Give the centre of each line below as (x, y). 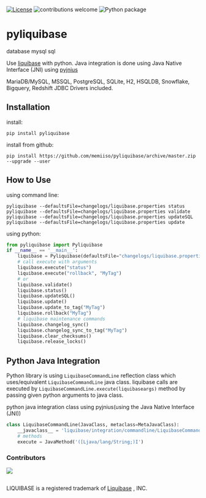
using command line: (33, 195)
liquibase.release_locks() (52, 342)
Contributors (26, 458)
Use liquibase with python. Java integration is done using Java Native (94, 63)
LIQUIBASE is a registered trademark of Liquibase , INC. (77, 488)
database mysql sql (31, 51)
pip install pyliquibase (38, 133)
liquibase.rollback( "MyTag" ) (55, 313)
